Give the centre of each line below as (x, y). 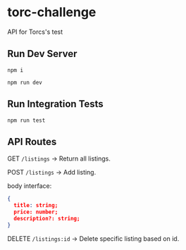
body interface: (30, 186)
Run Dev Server (42, 54)
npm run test (26, 120)
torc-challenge (52, 12)
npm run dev (25, 82)
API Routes (32, 142)
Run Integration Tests (55, 104)
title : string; (36, 206)
